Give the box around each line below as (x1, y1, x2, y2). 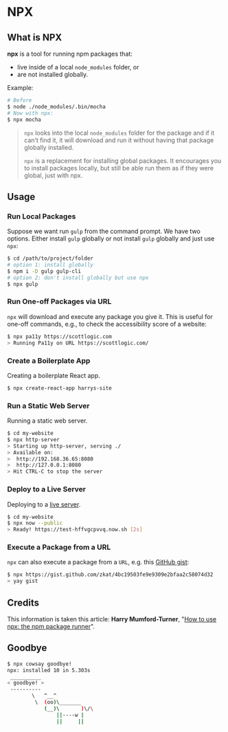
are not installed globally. (16, 70, 89, 78)
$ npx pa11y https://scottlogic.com (7, 333, 112, 340)
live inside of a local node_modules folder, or (16, 63, 139, 71)
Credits (7, 597, 40, 608)
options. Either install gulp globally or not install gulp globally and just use (7, 234, 215, 243)
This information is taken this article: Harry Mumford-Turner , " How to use (7, 614, 217, 623)
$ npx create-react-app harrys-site (7, 384, 112, 392)
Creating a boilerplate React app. (7, 371, 101, 379)
